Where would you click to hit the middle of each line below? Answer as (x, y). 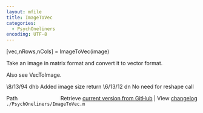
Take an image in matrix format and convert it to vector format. (85, 63)
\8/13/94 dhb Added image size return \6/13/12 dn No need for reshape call (100, 87)
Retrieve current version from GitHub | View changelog (129, 98)
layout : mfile (24, 12)
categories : (21, 23)
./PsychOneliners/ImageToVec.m (46, 104)
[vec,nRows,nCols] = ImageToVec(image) (58, 51)
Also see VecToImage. (34, 75)
